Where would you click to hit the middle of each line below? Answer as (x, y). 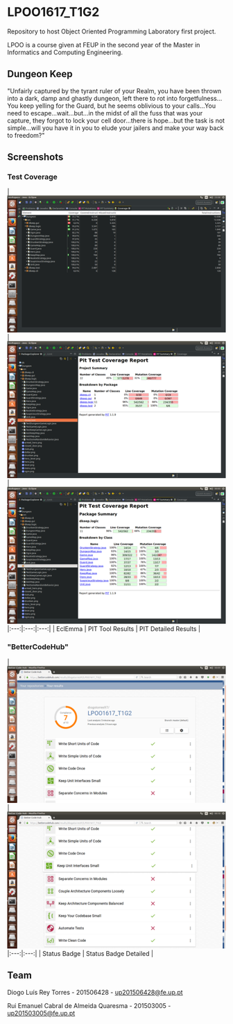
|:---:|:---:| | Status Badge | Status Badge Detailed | (80, 953)
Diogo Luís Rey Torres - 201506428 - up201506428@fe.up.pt (95, 992)
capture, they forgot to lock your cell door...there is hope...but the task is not (116, 120)
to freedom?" (26, 135)
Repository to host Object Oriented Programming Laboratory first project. (112, 31)
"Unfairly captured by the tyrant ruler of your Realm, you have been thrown (114, 90)
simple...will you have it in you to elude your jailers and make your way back (115, 128)
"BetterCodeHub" (38, 647)
